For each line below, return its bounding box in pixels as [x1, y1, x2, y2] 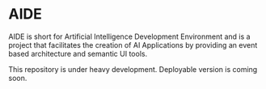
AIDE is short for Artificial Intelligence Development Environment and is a [8, 32, 251, 41]
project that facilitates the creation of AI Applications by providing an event [8, 40, 258, 49]
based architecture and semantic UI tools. [8, 49, 148, 58]
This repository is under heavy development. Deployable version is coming [8, 64, 258, 74]
